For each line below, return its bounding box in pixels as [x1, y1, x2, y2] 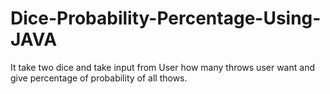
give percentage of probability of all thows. [10, 72, 188, 84]
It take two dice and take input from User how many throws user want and [10, 61, 315, 73]
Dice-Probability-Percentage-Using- [10, 7, 322, 30]
